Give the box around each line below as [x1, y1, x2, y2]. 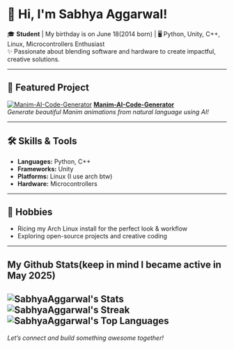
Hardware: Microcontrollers [17, 179, 97, 187]
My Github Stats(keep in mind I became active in [7, 258, 221, 270]
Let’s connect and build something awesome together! [7, 334, 164, 342]
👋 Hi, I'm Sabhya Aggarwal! [7, 6, 168, 22]
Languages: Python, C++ [17, 157, 91, 166]
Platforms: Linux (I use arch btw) [17, 172, 113, 180]
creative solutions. [7, 55, 61, 63]
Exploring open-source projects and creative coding [17, 232, 167, 240]
